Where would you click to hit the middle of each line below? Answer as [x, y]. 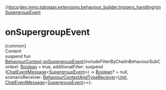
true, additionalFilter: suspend [73, 66]
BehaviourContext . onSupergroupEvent [44, 61]
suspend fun [18, 56]
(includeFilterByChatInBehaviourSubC [122, 61]
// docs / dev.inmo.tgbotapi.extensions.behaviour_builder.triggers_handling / [81, 7]
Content [13, 51]
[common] [16, 46]
